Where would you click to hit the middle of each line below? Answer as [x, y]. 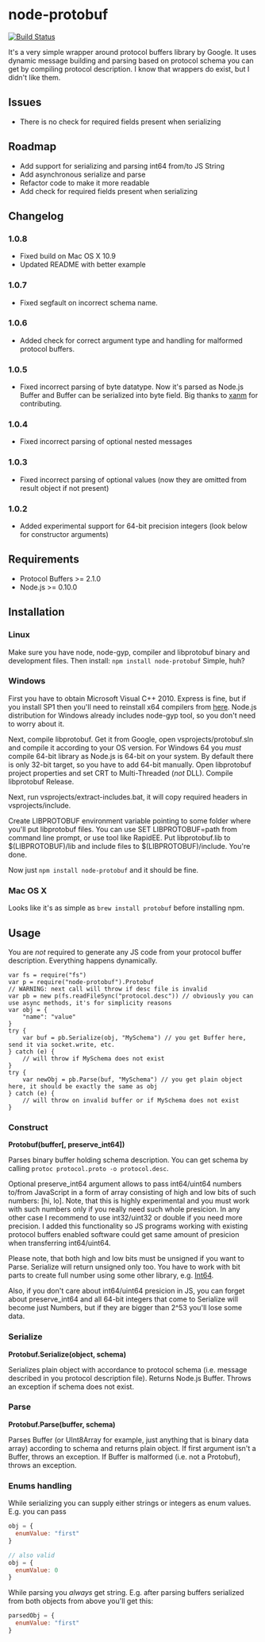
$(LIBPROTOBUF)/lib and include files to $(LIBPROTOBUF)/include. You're [129, 846]
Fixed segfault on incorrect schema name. [89, 302]
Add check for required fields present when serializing [109, 191]
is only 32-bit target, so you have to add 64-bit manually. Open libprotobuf [130, 765]
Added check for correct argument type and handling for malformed [131, 340]
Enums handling [40, 1485]
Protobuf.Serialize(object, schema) [67, 1354]
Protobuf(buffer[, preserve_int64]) [67, 1145]
